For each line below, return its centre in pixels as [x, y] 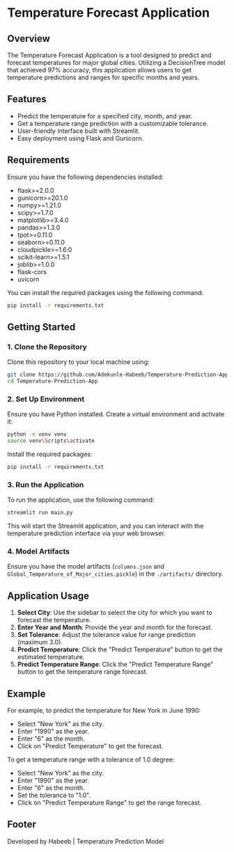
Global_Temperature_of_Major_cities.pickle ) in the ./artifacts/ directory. [115, 574]
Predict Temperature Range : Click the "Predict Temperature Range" [115, 664]
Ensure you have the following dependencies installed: [85, 177]
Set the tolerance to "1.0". [54, 795]
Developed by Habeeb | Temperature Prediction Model [86, 841]
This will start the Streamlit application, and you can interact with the [106, 526]
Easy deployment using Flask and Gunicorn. [80, 138]
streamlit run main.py [40, 513]
